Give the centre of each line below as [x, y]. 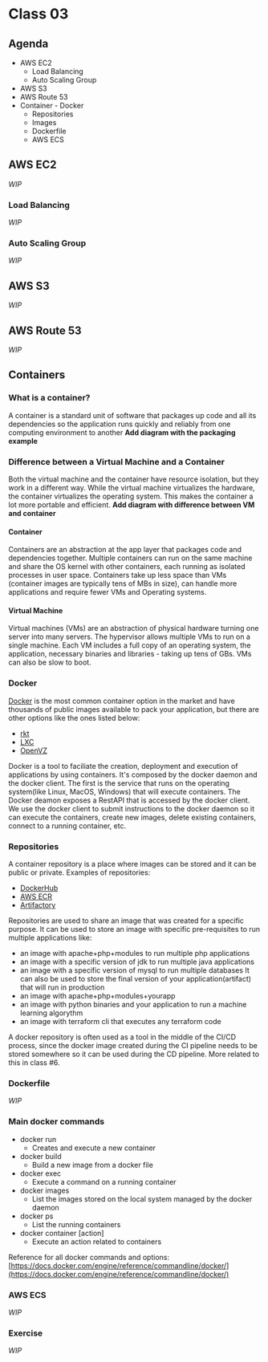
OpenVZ [34, 750]
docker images [45, 1190]
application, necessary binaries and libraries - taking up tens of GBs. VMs [130, 654]
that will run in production [62, 987]
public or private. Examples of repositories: [79, 872]
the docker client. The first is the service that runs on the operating [119, 783]
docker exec [41, 1173]
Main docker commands [57, 1122]
